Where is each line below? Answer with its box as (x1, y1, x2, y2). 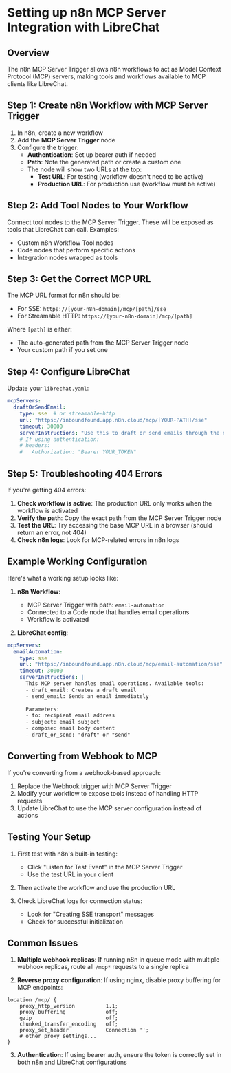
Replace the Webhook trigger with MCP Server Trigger (16, 782, 172, 790)
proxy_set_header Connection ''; (19, 1027, 149, 1034)
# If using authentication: (19, 435, 100, 443)
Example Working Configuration (7, 556, 148, 567)
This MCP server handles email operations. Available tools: (25, 680, 205, 687)
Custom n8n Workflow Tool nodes (16, 239, 114, 247)
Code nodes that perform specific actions (16, 246, 136, 254)
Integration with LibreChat (7, 19, 160, 35)
